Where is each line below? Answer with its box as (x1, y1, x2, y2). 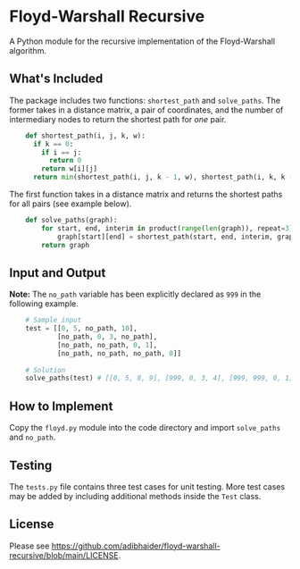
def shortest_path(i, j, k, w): (25, 131, 146, 140)
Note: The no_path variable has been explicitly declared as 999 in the (9, 289, 262, 300)
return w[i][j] (41, 164, 98, 173)
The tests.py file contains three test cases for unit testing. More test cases (9, 481, 286, 492)
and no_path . (9, 431, 56, 443)
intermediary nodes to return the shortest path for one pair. (9, 113, 227, 124)
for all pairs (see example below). (9, 198, 132, 209)
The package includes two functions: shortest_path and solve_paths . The (9, 95, 281, 105)
